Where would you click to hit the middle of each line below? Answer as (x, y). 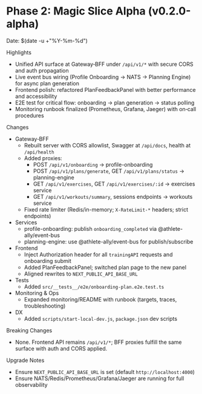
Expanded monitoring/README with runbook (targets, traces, (100, 299)
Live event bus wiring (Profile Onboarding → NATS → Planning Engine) (103, 77)
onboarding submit (47, 260)
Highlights (19, 52)
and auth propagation (42, 70)
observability (31, 384)
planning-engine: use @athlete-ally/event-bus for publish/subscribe (109, 241)
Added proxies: (43, 158)
